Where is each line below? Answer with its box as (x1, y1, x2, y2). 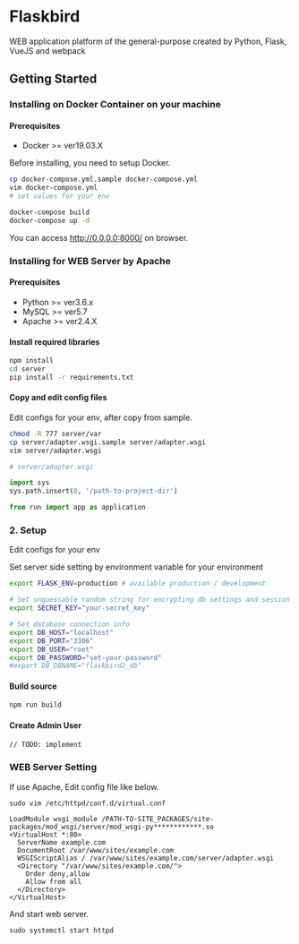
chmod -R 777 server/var (9, 429, 102, 438)
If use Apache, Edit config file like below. (9, 781, 159, 792)
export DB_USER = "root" (9, 645, 94, 654)
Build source (9, 681, 57, 691)
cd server (9, 365, 47, 373)
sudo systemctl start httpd (9, 925, 115, 935)
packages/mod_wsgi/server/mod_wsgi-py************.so (9, 822, 215, 831)
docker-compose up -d (9, 216, 90, 225)
